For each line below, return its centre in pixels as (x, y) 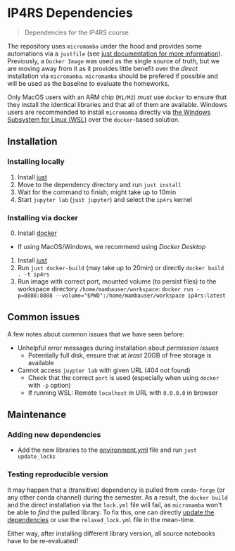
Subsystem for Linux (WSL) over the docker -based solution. (94, 119)
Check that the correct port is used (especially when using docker (123, 377)
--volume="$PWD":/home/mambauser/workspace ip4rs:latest (141, 296)
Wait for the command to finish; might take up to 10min (97, 192)
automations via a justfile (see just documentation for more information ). (115, 53)
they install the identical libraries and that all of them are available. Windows (117, 104)
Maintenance (37, 415)
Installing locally (36, 162)
